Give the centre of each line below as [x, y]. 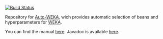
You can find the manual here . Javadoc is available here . [62, 31]
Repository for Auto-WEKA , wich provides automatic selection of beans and [82, 17]
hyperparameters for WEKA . [34, 22]
